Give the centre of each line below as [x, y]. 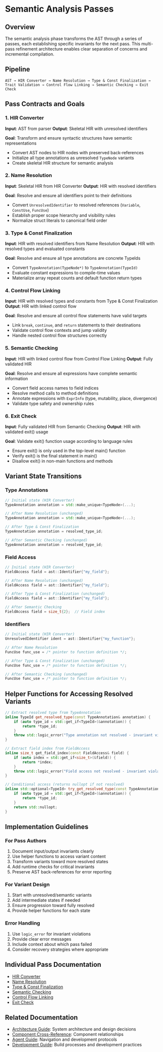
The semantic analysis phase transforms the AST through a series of [73, 38]
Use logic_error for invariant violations [51, 934]
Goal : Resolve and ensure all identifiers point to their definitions [68, 195]
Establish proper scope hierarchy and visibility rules [64, 215]
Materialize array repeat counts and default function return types [77, 278]
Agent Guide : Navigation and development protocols [65, 1039]
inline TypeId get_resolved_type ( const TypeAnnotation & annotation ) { [78, 717]
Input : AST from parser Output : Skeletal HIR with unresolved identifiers [76, 128]
